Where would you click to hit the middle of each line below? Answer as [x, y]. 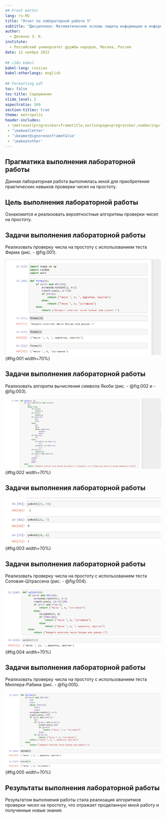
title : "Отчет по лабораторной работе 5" [48, 21]
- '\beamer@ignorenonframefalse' [42, 136]
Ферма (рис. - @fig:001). [31, 252]
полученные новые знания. [34, 811]
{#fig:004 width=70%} [28, 652]
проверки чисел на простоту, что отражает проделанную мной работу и [82, 805]
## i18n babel [20, 63]
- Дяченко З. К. [26, 37]
